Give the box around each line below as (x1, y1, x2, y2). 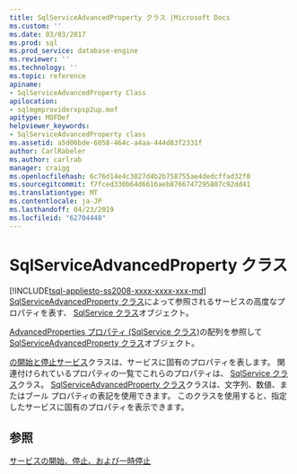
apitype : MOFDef (9, 113, 70, 122)
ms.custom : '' (9, 22, 63, 31)
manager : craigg (9, 163, 70, 172)
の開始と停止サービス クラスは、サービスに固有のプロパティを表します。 (9, 356, 275, 367)
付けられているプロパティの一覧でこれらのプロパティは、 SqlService (16, 367, 271, 378)
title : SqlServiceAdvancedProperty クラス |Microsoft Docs (9, 13, 231, 22)
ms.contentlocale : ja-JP (9, 197, 102, 206)
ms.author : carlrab (9, 154, 83, 164)
